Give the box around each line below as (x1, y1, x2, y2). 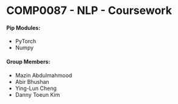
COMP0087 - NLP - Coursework (6, 4, 173, 18)
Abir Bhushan (15, 78, 50, 85)
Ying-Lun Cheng (15, 85, 57, 92)
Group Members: (6, 58, 51, 65)
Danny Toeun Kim (15, 91, 60, 98)
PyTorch (15, 38, 37, 45)
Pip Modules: (6, 24, 41, 31)
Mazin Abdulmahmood (15, 71, 73, 79)
